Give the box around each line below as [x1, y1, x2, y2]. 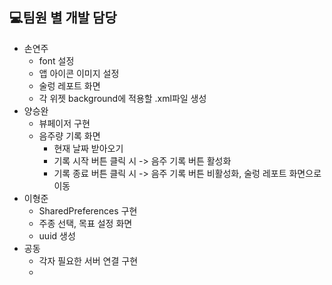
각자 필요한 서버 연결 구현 [38, 254, 139, 267]
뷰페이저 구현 [38, 117, 91, 129]
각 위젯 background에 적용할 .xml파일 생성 [38, 92, 207, 104]
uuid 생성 [38, 229, 76, 242]
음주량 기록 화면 [38, 129, 101, 142]
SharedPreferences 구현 [38, 204, 138, 217]
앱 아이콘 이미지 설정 [38, 67, 120, 79]
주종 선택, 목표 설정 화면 [38, 217, 133, 229]
